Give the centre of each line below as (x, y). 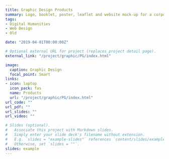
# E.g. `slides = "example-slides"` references (58, 139)
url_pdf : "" (18, 107)
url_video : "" (20, 116)
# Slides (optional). (28, 125)
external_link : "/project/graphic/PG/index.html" (58, 56)
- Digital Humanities (28, 24)
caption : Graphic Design (36, 70)
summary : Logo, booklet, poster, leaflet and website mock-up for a (78, 15)
